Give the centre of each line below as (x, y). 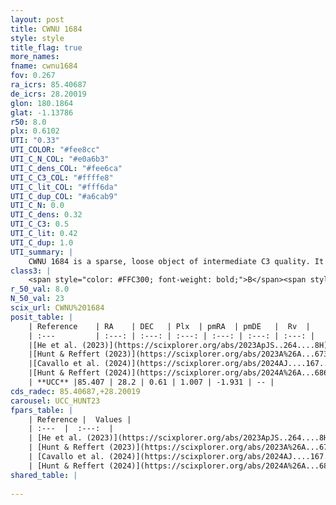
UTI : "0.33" (35, 141)
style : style (37, 38)
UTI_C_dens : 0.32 (46, 215)
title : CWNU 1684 (46, 29)
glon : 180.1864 (42, 103)
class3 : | (31, 271)
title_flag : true (46, 47)
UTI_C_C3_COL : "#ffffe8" (62, 177)
